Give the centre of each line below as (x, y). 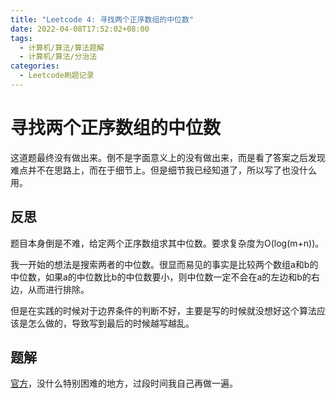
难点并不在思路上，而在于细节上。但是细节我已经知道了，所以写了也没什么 (163, 170)
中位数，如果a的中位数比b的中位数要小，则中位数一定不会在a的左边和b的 (161, 277)
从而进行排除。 (58, 289)
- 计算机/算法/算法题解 (62, 47)
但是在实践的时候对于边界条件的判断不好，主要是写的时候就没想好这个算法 (163, 310)
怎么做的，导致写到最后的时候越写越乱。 (111, 323)
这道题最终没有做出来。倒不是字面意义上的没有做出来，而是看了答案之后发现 (168, 157)
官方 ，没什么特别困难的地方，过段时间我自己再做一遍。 (124, 383)
